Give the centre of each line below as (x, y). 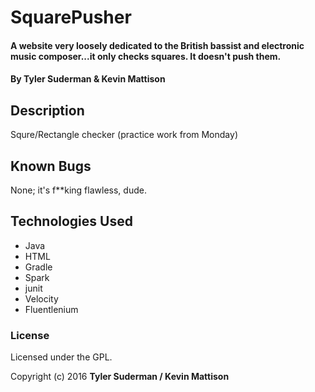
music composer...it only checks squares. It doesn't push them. (146, 56)
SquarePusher (71, 17)
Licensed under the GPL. (61, 357)
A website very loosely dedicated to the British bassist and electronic (157, 45)
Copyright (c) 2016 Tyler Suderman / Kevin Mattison (120, 377)
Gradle (38, 267)
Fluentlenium (51, 309)
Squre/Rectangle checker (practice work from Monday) (124, 135)
